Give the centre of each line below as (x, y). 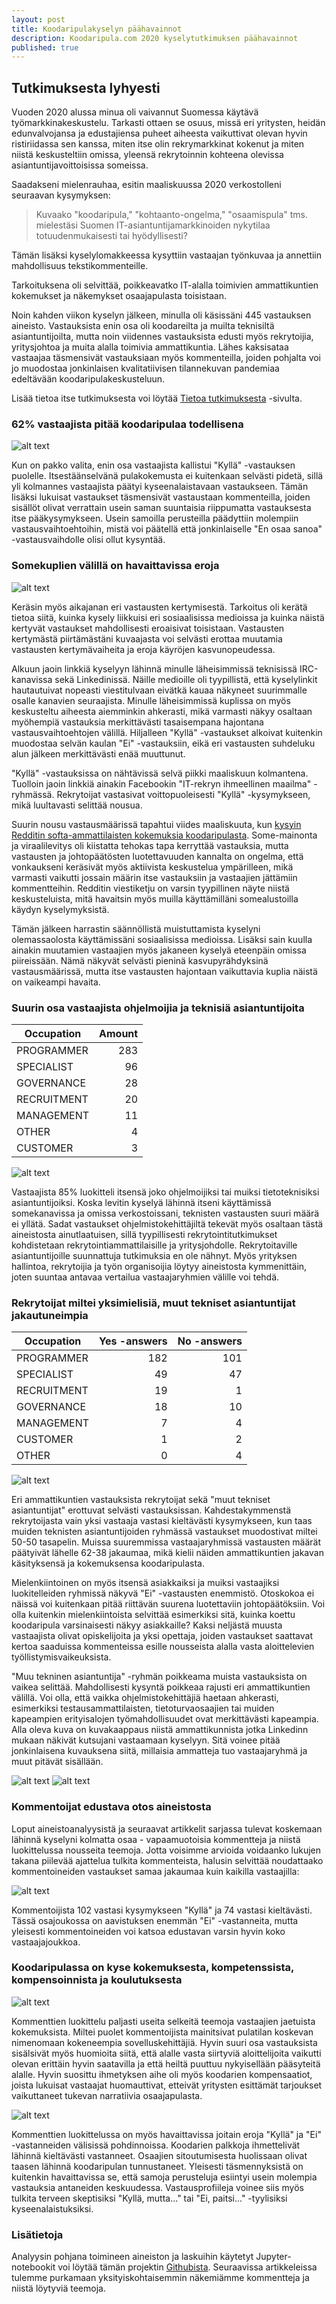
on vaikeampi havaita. (56, 982)
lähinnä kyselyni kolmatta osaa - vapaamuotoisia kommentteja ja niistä (156, 1839)
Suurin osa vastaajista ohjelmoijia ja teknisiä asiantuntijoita (158, 1008)
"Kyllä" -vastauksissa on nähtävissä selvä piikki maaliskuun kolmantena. (160, 773)
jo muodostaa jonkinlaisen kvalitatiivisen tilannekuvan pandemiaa (145, 368)
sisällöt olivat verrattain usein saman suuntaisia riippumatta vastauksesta (161, 508)
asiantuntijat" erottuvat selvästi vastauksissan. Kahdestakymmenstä (151, 1510)
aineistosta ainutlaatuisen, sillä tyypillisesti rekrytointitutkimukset (144, 1234)
